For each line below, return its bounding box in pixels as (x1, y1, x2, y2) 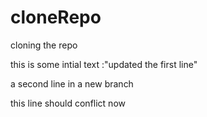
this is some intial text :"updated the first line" (10, 58, 198, 70)
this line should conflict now (10, 97, 126, 109)
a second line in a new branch (10, 77, 134, 90)
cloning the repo (10, 39, 78, 51)
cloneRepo (10, 6, 102, 29)
